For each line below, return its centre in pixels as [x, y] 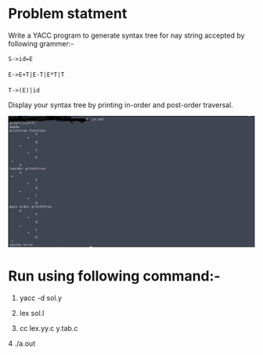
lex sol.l [32, 313]
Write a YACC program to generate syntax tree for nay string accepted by [126, 35]
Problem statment [68, 14]
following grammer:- [41, 43]
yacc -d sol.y [41, 298]
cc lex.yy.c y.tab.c [49, 328]
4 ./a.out [22, 344]
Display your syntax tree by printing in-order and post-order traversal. [121, 105]
